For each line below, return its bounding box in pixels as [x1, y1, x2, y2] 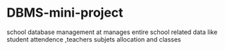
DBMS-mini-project [6, 5, 124, 21]
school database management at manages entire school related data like [6, 28, 218, 36]
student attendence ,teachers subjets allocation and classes [6, 35, 181, 43]
